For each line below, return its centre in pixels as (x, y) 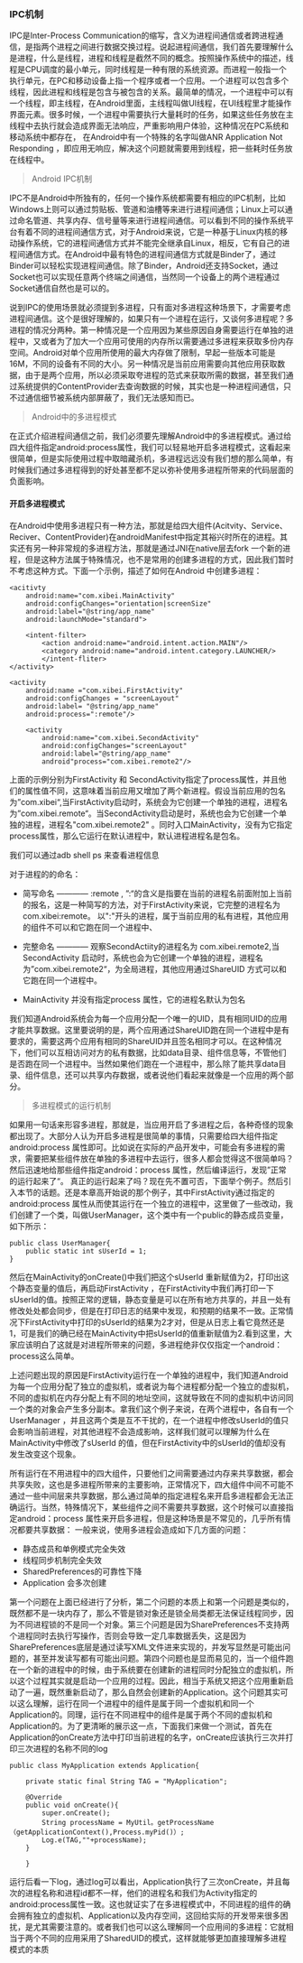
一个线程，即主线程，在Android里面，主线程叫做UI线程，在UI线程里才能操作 (151, 103)
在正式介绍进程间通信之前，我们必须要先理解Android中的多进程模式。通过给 (150, 436)
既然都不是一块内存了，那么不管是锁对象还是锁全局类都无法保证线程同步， (147, 1613)
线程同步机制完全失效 (62, 1560)
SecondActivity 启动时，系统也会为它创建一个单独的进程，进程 (138, 958)
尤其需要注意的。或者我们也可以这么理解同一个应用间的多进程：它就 (159, 1926)
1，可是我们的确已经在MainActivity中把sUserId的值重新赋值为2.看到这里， (147, 1333)
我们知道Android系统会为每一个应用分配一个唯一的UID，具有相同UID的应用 (148, 1018)
